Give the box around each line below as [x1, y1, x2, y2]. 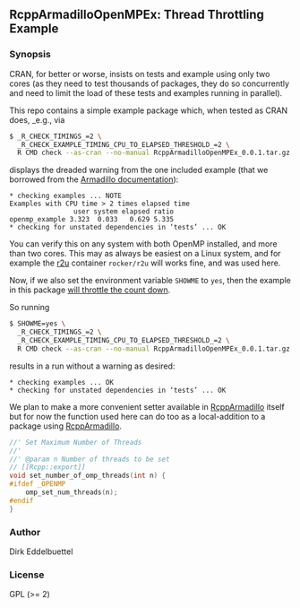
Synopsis [9, 48, 51, 61]
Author [9, 525, 41, 538]
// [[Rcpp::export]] [9, 463, 87, 472]
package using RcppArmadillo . [9, 421, 123, 431]
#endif [9, 496, 34, 505]
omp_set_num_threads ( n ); [25, 488, 118, 497]
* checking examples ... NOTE [9, 192, 123, 201]
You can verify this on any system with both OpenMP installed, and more [9, 239, 278, 249]
